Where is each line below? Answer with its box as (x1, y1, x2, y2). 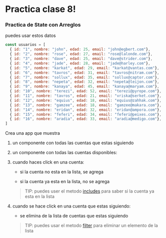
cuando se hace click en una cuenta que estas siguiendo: (12, 203, 131, 209)
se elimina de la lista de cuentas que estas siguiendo (19, 213, 129, 219)
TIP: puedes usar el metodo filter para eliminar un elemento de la (24, 223, 158, 229)
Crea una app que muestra (5, 130, 60, 136)
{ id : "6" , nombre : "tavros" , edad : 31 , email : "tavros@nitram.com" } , (9, 70, 160, 75)
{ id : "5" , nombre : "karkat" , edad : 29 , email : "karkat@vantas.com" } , (9, 65, 160, 70)
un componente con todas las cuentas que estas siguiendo (12, 140, 134, 146)
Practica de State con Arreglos (5, 21, 81, 28)
